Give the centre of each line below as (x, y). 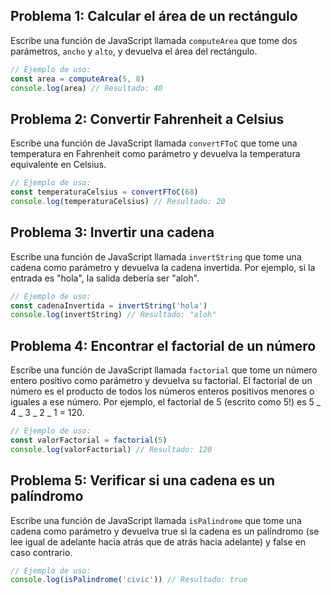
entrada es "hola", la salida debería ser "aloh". (105, 278)
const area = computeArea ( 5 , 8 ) (77, 79)
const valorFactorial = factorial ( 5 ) (89, 440)
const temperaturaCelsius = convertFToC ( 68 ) (104, 192)
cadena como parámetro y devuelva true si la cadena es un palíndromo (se (165, 531)
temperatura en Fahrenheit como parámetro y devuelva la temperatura (155, 154)
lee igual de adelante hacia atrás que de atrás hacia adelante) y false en (158, 541)
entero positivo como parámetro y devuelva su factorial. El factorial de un (161, 381)
